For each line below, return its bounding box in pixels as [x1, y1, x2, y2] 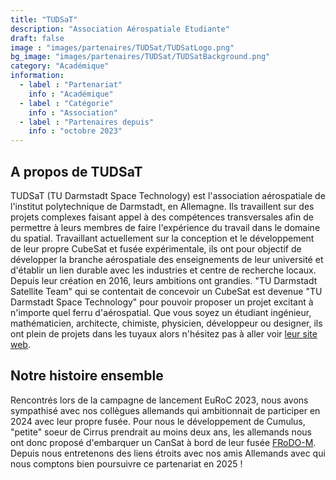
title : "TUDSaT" [10, 14, 78, 25]
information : [10, 71, 65, 81]
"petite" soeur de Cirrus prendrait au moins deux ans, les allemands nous [10, 426, 312, 438]
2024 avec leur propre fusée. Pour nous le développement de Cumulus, [10, 415, 306, 427]
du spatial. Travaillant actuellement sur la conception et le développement [10, 232, 315, 244]
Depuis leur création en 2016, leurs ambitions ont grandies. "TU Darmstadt [10, 274, 318, 286]
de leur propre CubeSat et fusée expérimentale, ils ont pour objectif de [10, 242, 302, 255]
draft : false [10, 33, 65, 43]
